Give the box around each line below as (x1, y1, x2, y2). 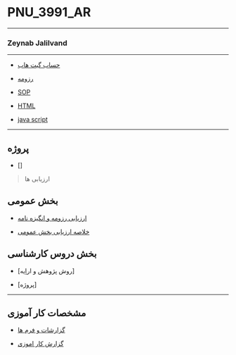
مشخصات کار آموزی (7, 307, 86, 319)
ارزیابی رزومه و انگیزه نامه (17, 213, 87, 222)
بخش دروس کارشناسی (7, 248, 97, 260)
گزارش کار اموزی (17, 340, 64, 348)
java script (17, 116, 48, 124)
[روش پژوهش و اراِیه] (17, 266, 75, 275)
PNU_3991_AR (7, 4, 91, 20)
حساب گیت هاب (17, 61, 60, 69)
